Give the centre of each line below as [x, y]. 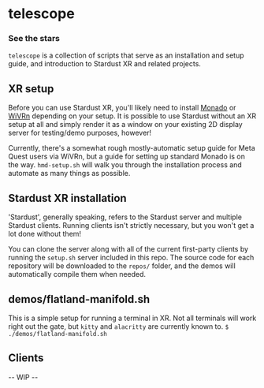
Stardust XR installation [68, 198]
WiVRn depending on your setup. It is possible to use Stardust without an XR [132, 116]
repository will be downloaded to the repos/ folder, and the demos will [122, 266]
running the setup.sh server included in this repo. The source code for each [131, 258]
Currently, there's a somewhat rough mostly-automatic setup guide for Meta [132, 148]
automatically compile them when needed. [77, 274]
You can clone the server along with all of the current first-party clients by [128, 249]
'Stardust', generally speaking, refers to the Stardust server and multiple [125, 217]
